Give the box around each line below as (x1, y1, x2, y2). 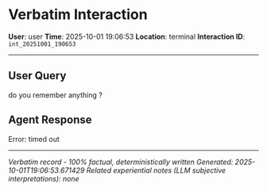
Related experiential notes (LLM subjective (86, 165, 226, 175)
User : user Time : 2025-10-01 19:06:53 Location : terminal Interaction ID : (8, 32, 246, 41)
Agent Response (8, 113, 92, 127)
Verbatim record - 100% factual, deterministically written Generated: (8, 157, 234, 166)
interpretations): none (8, 174, 79, 183)
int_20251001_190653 (8, 40, 77, 48)
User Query (8, 69, 67, 82)
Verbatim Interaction (8, 6, 149, 24)
